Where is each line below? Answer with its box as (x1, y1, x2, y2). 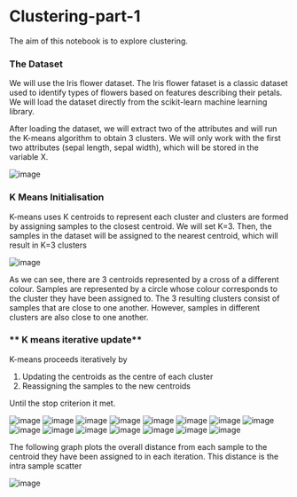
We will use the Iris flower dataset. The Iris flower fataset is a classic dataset (9, 78, 288, 89)
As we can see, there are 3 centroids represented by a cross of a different (9, 273, 279, 285)
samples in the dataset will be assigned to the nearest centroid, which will (9, 230, 278, 241)
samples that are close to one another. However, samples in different (9, 302, 260, 312)
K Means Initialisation (9, 191, 105, 203)
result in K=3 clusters (9, 240, 87, 250)
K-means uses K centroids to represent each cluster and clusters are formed (9, 211, 289, 222)
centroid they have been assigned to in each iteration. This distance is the (9, 451, 279, 461)
